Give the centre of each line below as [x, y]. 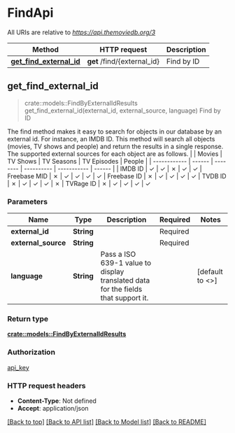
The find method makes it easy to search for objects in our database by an [115, 132]
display [112, 272]
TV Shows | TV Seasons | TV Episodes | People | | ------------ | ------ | [110, 161]
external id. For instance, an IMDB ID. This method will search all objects [111, 139]
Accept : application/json [53, 408]
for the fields [121, 290]
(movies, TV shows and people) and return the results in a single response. [115, 146]
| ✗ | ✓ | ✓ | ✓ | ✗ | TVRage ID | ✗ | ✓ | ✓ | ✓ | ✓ [79, 183]
